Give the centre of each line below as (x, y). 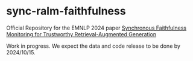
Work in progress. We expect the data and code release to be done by (93, 46)
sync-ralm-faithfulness (66, 11)
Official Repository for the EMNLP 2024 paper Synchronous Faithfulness (96, 28)
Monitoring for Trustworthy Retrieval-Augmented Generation (81, 34)
